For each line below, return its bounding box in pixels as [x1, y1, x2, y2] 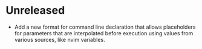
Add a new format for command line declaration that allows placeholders [14, 23, 196, 30]
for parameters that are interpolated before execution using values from [14, 29, 194, 36]
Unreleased [5, 4, 65, 17]
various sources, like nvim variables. [14, 36, 105, 43]
